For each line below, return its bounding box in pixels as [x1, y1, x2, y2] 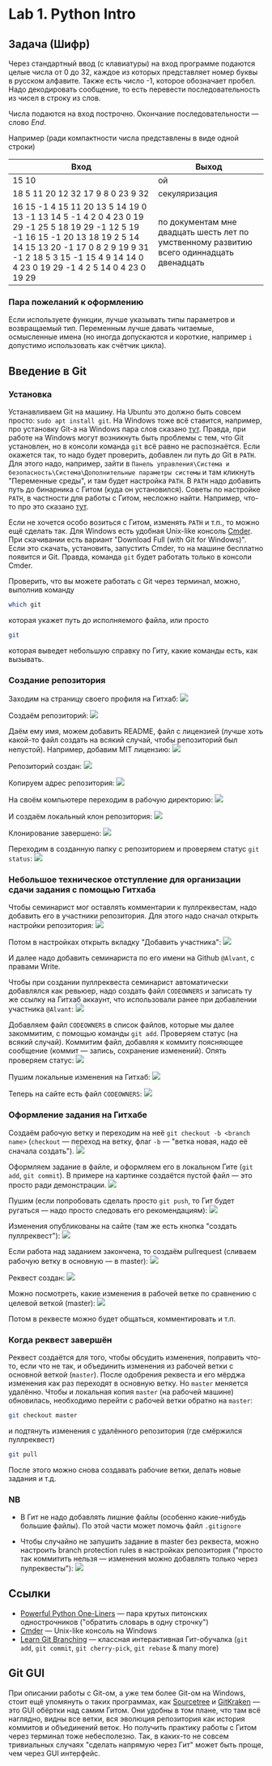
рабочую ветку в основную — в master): [8, 1256, 148, 1265]
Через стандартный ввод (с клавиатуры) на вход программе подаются [8, 58, 256, 68]
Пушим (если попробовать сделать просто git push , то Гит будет [8, 1196, 235, 1205]
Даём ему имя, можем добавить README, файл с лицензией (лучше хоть [8, 727, 264, 737]
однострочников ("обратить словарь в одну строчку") [19, 1617, 209, 1626]
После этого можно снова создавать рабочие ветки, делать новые [8, 1465, 241, 1475]
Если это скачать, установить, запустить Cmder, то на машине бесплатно [8, 543, 264, 552]
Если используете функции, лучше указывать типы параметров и [8, 315, 236, 324]
